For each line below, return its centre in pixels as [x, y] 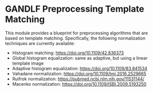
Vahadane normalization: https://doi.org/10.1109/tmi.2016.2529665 [79, 73]
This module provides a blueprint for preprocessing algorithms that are [76, 33]
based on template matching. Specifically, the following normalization [75, 38]
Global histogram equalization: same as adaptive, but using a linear [80, 58]
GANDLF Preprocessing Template [75, 9]
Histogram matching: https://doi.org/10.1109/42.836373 [68, 53]
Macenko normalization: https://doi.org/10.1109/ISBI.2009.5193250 [79, 84]
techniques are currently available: [40, 43]
